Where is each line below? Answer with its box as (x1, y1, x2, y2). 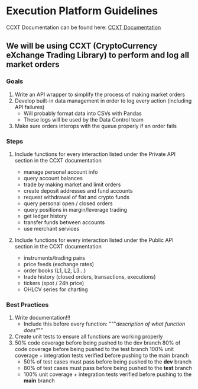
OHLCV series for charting (23, 286, 88, 293)
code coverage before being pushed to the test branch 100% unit (14, 346, 174, 353)
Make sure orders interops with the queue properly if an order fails (14, 122, 177, 129)
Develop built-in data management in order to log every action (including (14, 97, 192, 104)
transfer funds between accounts (23, 218, 105, 226)
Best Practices (6, 301, 49, 309)
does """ (23, 327, 43, 334)
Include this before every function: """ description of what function (23, 320, 186, 327)
